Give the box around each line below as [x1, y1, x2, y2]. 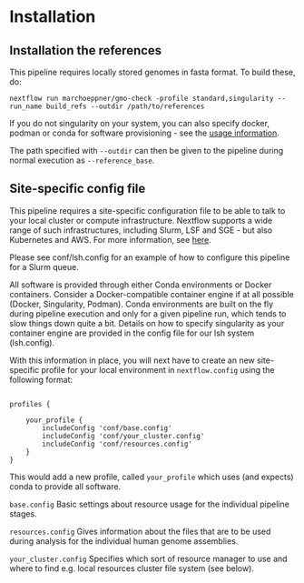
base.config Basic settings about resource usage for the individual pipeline [9, 498, 290, 509]
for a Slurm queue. [9, 261, 80, 272]
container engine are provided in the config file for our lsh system [9, 327, 255, 338]
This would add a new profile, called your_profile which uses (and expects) [9, 471, 294, 482]
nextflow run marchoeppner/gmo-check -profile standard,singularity [9, 94, 274, 103]
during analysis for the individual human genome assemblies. [9, 535, 239, 547]
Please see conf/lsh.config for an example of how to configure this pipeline [9, 252, 290, 263]
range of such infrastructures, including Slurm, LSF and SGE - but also [9, 225, 273, 236]
